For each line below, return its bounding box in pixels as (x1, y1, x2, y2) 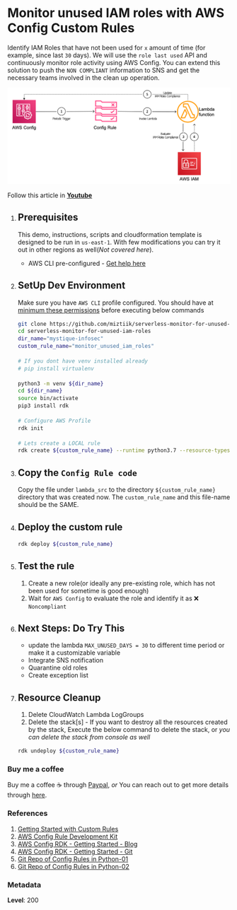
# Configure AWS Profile (17, 417, 91, 424)
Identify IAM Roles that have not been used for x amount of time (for (7, 43, 206, 52)
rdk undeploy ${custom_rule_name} (17, 747, 120, 754)
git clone (17, 320, 47, 327)
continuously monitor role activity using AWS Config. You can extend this (7, 58, 221, 66)
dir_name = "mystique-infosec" (17, 335, 104, 342)
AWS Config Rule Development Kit (17, 832, 118, 841)
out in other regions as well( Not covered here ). (17, 245, 154, 254)
